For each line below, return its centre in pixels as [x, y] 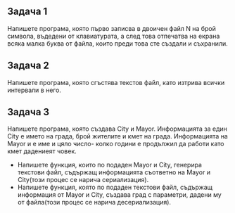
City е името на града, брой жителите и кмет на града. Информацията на [118, 136]
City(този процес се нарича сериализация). [83, 180]
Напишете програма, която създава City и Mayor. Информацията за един [117, 129]
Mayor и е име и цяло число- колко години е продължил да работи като [116, 144]
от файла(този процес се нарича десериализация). [94, 202]
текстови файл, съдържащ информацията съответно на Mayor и [114, 172]
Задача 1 [27, 12]
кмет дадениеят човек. [42, 151]
